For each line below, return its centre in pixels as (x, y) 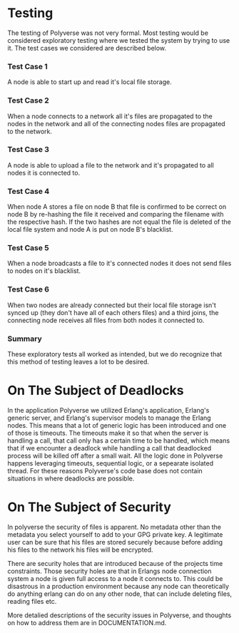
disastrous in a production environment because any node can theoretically (118, 586)
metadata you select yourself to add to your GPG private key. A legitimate (115, 534)
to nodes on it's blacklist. (44, 271)
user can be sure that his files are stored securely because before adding (115, 542)
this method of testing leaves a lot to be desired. (78, 362)
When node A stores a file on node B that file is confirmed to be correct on (117, 207)
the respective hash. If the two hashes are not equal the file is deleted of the (119, 222)
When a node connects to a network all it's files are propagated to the (110, 116)
